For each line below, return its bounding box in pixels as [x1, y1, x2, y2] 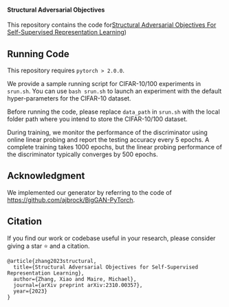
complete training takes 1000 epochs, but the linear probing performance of [7, 143, 222, 151]
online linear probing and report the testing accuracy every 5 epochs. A [7, 136, 210, 144]
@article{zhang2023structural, [7, 257, 97, 264]
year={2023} [13, 288, 48, 295]
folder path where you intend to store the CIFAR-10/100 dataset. [7, 115, 188, 123]
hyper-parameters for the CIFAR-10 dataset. [7, 94, 132, 103]
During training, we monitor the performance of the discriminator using [7, 128, 208, 137]
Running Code [7, 48, 70, 60]
